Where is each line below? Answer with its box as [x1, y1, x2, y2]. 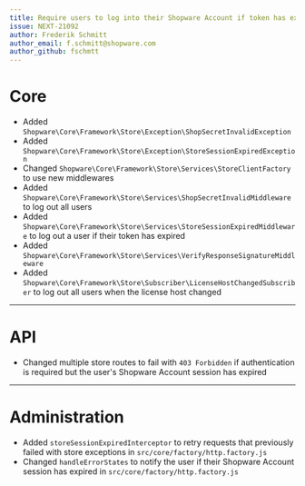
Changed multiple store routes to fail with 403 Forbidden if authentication [22, 357, 295, 368]
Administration [9, 407, 124, 428]
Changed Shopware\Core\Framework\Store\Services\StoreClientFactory [22, 163, 291, 174]
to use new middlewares [22, 173, 114, 183]
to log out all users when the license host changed [33, 287, 222, 298]
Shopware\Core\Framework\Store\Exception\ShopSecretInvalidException [22, 128, 292, 137]
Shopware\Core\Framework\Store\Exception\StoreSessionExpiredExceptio [22, 147, 296, 156]
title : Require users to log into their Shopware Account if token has [9, 13, 286, 23]
